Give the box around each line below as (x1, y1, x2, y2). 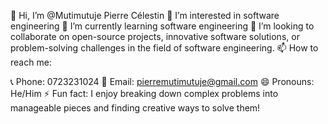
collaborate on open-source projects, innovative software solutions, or (10, 31, 300, 42)
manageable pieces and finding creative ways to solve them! (10, 102, 261, 114)
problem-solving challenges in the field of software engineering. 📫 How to (10, 42, 319, 54)
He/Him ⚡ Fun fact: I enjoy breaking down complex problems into (10, 88, 279, 99)
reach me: (10, 56, 52, 68)
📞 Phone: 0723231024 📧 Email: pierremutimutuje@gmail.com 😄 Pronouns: (10, 76, 315, 87)
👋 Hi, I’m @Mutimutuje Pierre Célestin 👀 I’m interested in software (10, 10, 280, 21)
